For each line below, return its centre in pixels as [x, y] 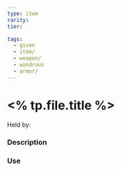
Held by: [19, 125]
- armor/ [26, 71]
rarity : [18, 20]
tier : [15, 26]
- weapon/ [27, 58]
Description [27, 143]
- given [24, 46]
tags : [15, 39]
